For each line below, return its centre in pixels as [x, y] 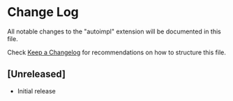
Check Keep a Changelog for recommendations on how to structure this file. [117, 52]
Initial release [36, 91]
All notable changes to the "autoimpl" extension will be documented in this [114, 31]
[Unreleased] [37, 74]
